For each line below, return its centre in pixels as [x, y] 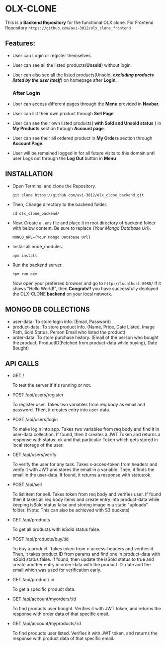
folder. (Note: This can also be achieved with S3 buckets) [71, 510]
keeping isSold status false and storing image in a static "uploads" [80, 505]
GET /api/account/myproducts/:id [46, 624]
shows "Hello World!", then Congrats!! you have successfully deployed [85, 288]
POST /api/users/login [35, 420]
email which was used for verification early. [57, 570]
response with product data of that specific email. [63, 639]
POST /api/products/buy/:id [40, 539]
